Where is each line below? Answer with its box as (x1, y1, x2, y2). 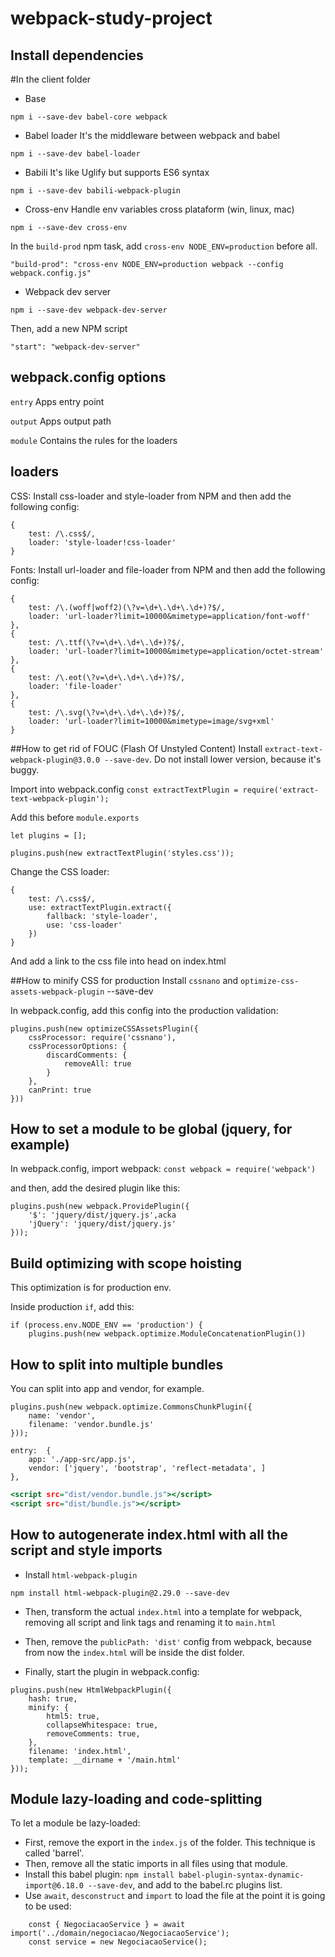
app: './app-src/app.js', (28, 1455, 137, 1465)
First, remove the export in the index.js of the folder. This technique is (24, 1837, 316, 1849)
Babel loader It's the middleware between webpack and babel (24, 130, 280, 141)
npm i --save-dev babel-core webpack (10, 112, 168, 122)
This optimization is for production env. (10, 1282, 172, 1294)
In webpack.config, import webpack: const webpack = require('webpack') (10, 1163, 317, 1175)
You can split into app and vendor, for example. (10, 1383, 205, 1395)
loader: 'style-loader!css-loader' (28, 537, 177, 547)
